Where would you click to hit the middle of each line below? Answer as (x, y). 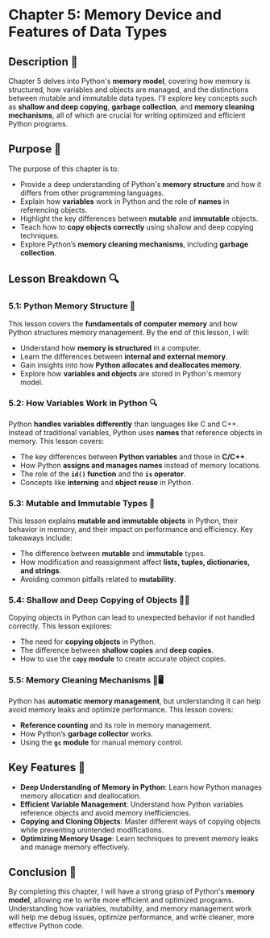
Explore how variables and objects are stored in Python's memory (131, 373)
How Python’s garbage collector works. (86, 733)
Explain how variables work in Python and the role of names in (125, 201)
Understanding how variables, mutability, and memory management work (130, 909)
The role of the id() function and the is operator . (103, 474)
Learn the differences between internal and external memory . (124, 356)
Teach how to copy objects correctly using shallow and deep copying (137, 226)
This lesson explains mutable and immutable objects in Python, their (123, 521)
